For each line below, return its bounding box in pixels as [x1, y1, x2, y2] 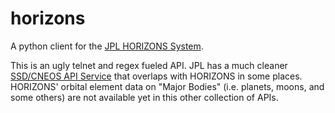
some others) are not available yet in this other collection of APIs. [10, 91, 279, 103]
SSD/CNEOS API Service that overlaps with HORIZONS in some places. [10, 70, 303, 82]
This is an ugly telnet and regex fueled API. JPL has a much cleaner [10, 59, 288, 71]
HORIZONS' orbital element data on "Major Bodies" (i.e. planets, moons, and [10, 80, 325, 92]
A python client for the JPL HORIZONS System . [10, 40, 204, 52]
